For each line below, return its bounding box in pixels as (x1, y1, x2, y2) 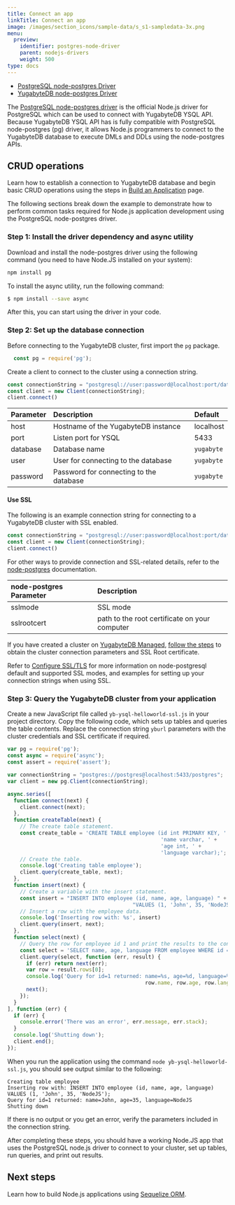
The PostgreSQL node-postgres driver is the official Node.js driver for (7, 102, 208, 111)
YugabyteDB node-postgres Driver (17, 89, 117, 97)
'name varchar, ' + (160, 836, 218, 843)
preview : (13, 36, 39, 43)
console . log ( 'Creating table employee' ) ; (20, 862, 142, 869)
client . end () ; (13, 1038, 55, 1045)
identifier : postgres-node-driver (20, 43, 120, 50)
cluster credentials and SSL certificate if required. (7, 732, 150, 741)
